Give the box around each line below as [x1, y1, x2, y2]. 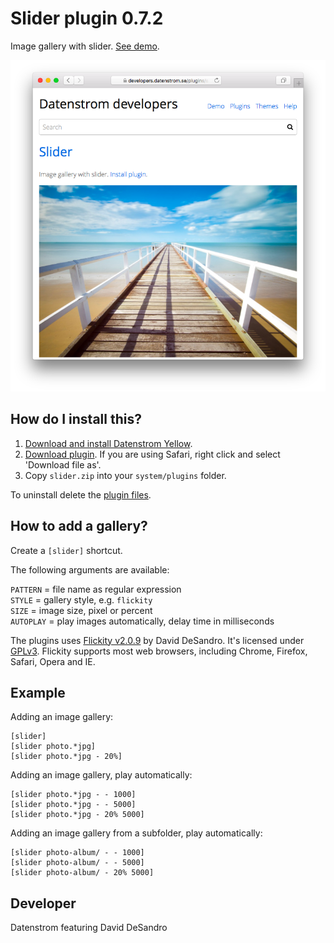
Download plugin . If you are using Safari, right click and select [24, 448, 281, 460]
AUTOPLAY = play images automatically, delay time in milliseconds [10, 615, 275, 627]
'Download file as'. [24, 458, 102, 471]
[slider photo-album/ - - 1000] [10, 848, 145, 858]
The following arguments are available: [10, 563, 170, 576]
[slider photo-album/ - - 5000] [10, 858, 145, 868]
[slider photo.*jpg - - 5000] [10, 800, 137, 810]
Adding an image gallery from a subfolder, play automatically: [10, 827, 263, 839]
